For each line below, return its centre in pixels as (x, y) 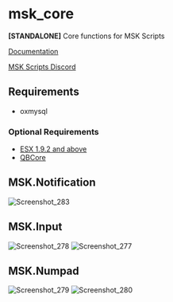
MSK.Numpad (44, 271)
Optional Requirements (54, 131)
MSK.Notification (52, 183)
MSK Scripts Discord (42, 67)
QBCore (33, 158)
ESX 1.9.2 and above (53, 149)
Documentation (33, 51)
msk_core (41, 14)
